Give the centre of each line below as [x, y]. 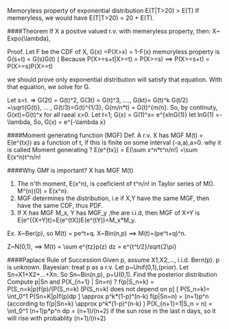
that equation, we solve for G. [49, 87]
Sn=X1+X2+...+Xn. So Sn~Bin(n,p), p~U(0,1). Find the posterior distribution [112, 275]
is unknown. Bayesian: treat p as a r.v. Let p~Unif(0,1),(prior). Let [98, 267]
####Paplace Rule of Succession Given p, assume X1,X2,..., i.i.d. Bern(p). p [113, 260]
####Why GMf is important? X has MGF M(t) [70, 170]
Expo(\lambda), [29, 38]
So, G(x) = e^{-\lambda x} [70, 122]
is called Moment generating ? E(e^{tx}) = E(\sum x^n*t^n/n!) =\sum [103, 150]
